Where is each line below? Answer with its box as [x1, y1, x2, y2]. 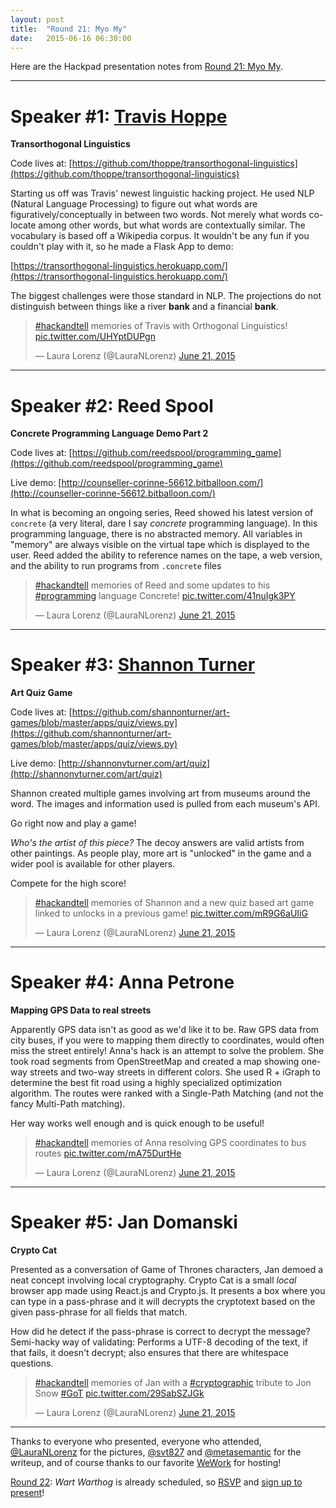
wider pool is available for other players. [10, 858, 176, 870]
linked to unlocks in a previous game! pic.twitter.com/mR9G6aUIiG [34, 907, 308, 920]
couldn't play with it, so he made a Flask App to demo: [10, 241, 234, 253]
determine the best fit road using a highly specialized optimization [10, 1077, 283, 1089]
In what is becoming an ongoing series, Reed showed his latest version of [10, 507, 314, 519]
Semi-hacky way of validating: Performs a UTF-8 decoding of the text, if [10, 1336, 308, 1348]
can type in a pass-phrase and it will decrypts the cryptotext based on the [10, 1296, 316, 1308]
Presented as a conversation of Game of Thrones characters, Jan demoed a [10, 1264, 324, 1276]
